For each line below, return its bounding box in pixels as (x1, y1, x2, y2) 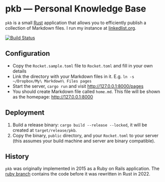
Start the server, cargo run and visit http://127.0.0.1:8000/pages (12, 83, 144, 89)
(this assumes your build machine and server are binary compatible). (12, 138, 155, 144)
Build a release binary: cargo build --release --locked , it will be (12, 122, 147, 128)
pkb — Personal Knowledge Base (5, 3, 146, 15)
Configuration (5, 49, 50, 58)
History (5, 152, 29, 161)
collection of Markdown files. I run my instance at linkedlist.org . (5, 25, 137, 31)
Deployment (5, 109, 45, 117)
